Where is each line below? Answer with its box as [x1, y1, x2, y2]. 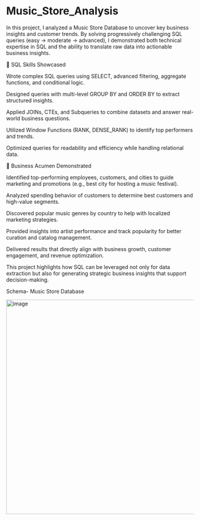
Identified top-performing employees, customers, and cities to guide [6, 173, 174, 181]
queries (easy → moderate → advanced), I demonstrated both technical [6, 36, 182, 44]
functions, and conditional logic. [6, 79, 85, 86]
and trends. [6, 133, 35, 140]
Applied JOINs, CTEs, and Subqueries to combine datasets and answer [6, 108, 181, 115]
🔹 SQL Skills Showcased [6, 61, 66, 68]
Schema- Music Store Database [6, 287, 85, 295]
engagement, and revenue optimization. [6, 252, 104, 259]
